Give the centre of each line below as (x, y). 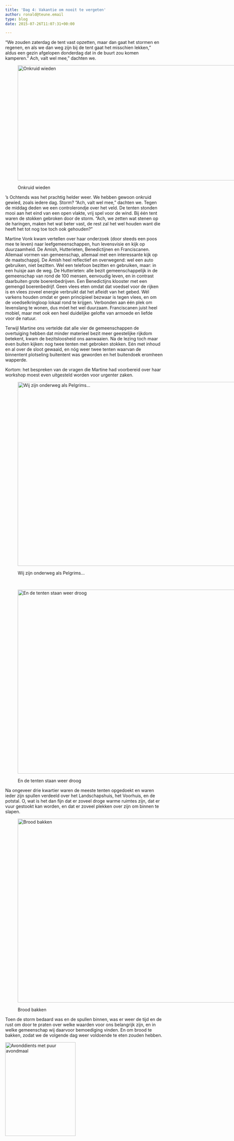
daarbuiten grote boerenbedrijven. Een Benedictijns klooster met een (76, 281)
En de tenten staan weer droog (49, 781)
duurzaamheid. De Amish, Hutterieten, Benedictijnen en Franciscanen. (77, 249)
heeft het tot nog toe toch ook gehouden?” (49, 229)
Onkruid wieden (34, 187)
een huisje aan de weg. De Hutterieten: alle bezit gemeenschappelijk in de (81, 271)
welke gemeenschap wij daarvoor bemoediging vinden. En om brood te (78, 1030)
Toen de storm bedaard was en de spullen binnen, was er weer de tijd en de (83, 1020)
